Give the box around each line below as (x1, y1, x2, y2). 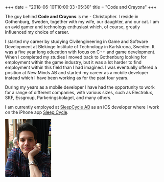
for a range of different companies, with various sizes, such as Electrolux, (5, 90, 154, 95)
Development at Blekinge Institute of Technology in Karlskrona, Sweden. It (5, 44, 155, 49)
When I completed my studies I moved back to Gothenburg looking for (5, 54, 147, 60)
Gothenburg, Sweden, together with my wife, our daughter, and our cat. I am (5, 19, 159, 24)
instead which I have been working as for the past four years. (5, 75, 129, 81)
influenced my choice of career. (5, 29, 70, 35)
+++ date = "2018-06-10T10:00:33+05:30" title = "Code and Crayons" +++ (5, 4, 157, 10)
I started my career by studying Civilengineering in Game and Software (5, 39, 148, 44)
